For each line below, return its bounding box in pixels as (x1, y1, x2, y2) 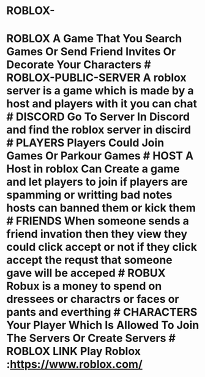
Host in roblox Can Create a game (6, 162, 180, 176)
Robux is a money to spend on (6, 280, 162, 293)
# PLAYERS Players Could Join (6, 136, 165, 150)
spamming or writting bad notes (6, 188, 173, 202)
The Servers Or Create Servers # (6, 332, 176, 345)
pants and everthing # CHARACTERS (6, 305, 198, 319)
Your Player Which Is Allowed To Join (6, 318, 199, 332)
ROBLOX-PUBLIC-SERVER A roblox (6, 71, 187, 85)
